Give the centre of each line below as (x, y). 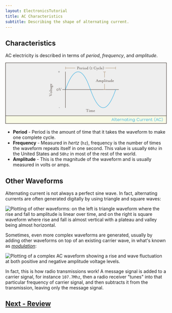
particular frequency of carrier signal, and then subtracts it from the (77, 282)
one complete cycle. (34, 137)
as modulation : (21, 246)
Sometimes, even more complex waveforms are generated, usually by (79, 235)
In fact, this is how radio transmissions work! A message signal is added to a (86, 271)
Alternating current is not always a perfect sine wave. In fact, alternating (81, 193)
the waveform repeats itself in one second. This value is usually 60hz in (88, 149)
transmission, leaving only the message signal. (55, 287)
